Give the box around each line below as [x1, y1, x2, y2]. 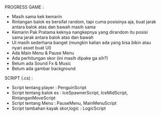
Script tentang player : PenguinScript [11, 85, 87, 90]
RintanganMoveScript [11, 95, 56, 101]
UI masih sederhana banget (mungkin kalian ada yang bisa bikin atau [11, 40, 152, 46]
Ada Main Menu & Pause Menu [11, 50, 75, 56]
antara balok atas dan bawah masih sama [11, 24, 96, 30]
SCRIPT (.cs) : [4, 75, 33, 81]
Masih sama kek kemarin [11, 14, 62, 19]
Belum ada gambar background [11, 66, 76, 71]
